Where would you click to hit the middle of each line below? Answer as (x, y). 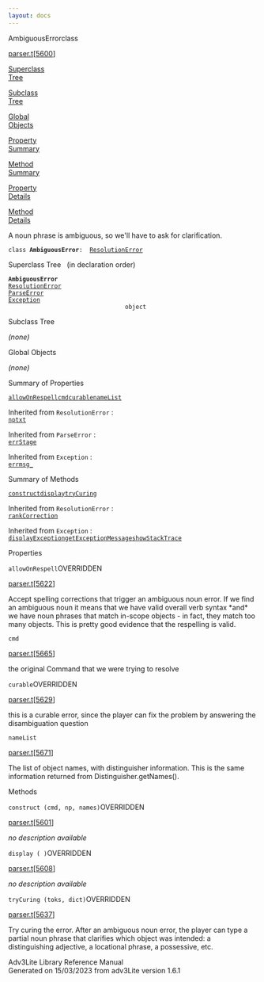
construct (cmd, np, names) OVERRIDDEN (76, 807)
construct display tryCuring (53, 493)
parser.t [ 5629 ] (32, 699)
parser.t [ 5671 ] (31, 752)
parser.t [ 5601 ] (31, 822)
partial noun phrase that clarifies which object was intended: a (109, 938)
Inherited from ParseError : (52, 434)
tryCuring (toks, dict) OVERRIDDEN (69, 899)
